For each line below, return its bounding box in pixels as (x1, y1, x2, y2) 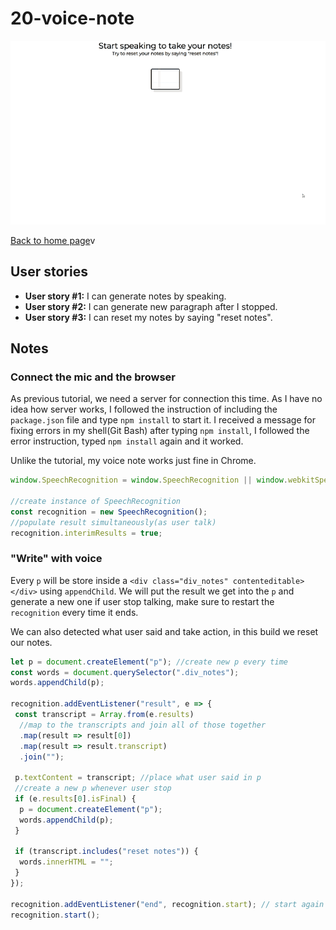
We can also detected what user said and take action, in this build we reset (10, 625, 319, 637)
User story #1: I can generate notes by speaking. (24, 290, 227, 302)
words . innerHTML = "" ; (19, 857, 114, 867)
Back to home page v (10, 234, 96, 246)
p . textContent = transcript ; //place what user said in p (14, 773, 262, 783)
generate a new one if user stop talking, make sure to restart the (10, 595, 275, 607)
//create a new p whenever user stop (14, 783, 172, 794)
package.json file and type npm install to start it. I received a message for (10, 414, 316, 426)
